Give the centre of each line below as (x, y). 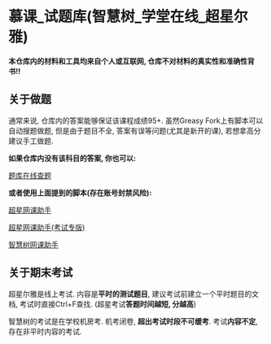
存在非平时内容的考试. (46, 331)
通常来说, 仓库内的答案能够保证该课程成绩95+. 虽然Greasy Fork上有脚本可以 (136, 120)
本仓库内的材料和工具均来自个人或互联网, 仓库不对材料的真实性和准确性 (128, 61)
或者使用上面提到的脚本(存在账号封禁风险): (80, 193)
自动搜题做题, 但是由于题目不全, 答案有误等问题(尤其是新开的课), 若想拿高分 (135, 130)
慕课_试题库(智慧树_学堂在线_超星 (121, 17)
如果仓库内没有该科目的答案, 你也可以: (72, 158)
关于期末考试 (41, 273)
